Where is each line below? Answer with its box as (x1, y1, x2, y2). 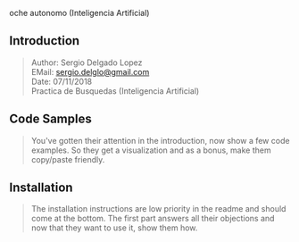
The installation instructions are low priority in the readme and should (30, 204, 287, 214)
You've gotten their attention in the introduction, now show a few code (30, 135, 290, 146)
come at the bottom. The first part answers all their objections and (30, 213, 275, 224)
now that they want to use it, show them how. (30, 222, 198, 233)
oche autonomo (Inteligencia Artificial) (9, 8, 150, 18)
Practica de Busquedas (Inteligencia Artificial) (30, 85, 200, 96)
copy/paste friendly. (30, 154, 105, 164)
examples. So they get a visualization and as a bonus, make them (30, 145, 271, 155)
